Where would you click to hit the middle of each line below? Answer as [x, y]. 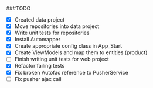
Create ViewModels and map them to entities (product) [81, 52]
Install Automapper [37, 40]
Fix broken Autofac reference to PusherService [72, 72]
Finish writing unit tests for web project [62, 59]
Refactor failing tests [40, 66]
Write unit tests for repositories [52, 33]
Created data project [40, 20]
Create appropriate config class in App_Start [68, 46]
